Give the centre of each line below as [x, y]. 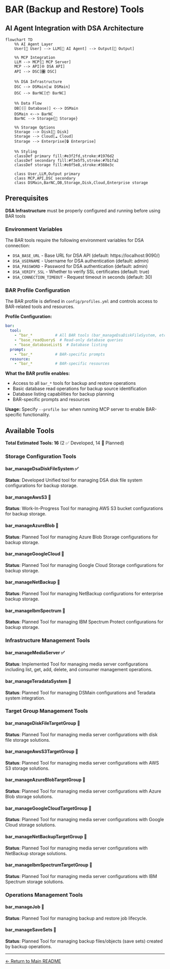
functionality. [37, 415]
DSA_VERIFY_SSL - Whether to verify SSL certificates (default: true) [81, 272]
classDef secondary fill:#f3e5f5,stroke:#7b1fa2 [67, 161]
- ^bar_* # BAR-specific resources [62, 364]
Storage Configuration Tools [41, 457]
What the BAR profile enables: [37, 373]
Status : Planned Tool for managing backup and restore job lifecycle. [76, 918]
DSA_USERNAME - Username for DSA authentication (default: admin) [81, 261]
